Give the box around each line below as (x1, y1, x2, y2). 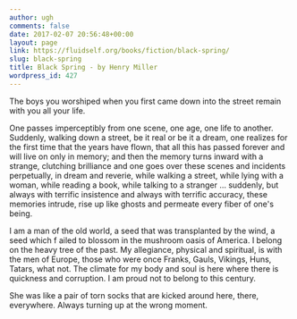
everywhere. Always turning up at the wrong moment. (9, 299, 208, 310)
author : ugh (9, 13, 54, 22)
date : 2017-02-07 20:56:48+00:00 (9, 29, 134, 38)
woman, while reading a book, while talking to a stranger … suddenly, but (9, 180, 279, 190)
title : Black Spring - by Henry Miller (9, 63, 158, 72)
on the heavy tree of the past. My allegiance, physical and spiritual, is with (9, 244, 283, 255)
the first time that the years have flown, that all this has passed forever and (9, 141, 285, 152)
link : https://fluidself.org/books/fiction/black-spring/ (9, 46, 230, 55)
